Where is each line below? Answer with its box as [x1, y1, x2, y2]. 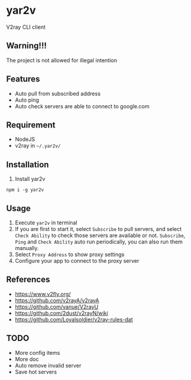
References [6, 275, 50, 285]
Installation [6, 159, 49, 169]
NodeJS [14, 136, 35, 143]
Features [6, 74, 40, 84]
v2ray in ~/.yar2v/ [14, 142, 61, 150]
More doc [14, 355, 39, 363]
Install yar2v [14, 175, 46, 183]
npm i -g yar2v [6, 187, 44, 193]
